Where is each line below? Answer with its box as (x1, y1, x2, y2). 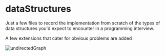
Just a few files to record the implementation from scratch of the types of (5, 20, 160, 26)
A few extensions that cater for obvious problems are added (5, 35, 132, 41)
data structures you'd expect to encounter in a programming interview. (5, 25, 155, 31)
